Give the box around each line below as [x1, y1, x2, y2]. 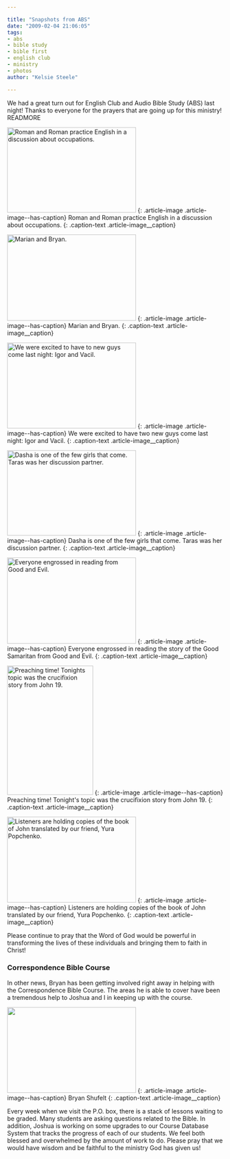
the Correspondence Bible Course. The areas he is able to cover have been [7, 986, 220, 994]
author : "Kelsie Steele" [7, 74, 78, 81]
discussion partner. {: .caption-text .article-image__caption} [7, 544, 176, 552]
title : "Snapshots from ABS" [7, 16, 91, 23]
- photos [7, 67, 32, 74]
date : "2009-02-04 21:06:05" [7, 22, 91, 30]
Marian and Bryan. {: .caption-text [68, 321, 165, 329]
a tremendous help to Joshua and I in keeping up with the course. [7, 993, 193, 1001]
